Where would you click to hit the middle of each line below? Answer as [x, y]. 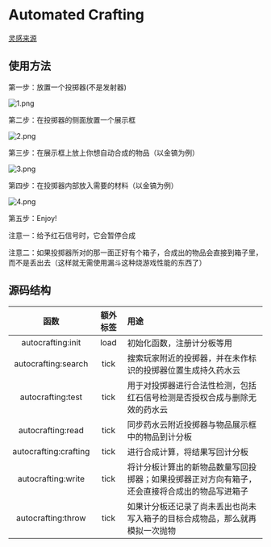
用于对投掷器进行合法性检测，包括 [192, 385]
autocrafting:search [51, 363]
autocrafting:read [51, 430]
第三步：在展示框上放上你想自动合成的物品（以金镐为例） [104, 152]
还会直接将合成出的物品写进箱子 [188, 491]
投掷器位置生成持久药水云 [192, 370]
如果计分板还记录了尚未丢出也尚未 [192, 506]
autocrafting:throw [51, 518]
